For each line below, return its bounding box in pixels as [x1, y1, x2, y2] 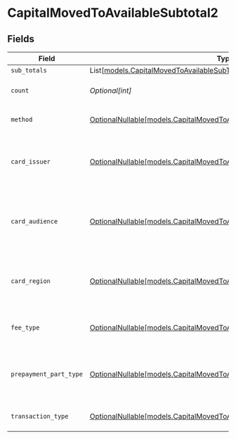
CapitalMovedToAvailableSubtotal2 [7, 5, 219, 21]
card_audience [11, 218, 58, 225]
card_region [11, 277, 51, 285]
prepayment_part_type [11, 370, 83, 378]
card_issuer [11, 158, 51, 166]
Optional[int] [89, 86, 132, 96]
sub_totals [11, 67, 47, 74]
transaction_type [11, 412, 69, 420]
